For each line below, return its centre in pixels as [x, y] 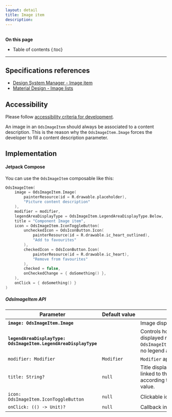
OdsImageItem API [26, 299]
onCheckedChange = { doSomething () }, [65, 273]
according [152, 380]
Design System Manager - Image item [53, 83]
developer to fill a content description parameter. [57, 137]
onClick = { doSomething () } [46, 283]
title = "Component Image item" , [50, 221]
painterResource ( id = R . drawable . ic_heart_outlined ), [91, 235]
